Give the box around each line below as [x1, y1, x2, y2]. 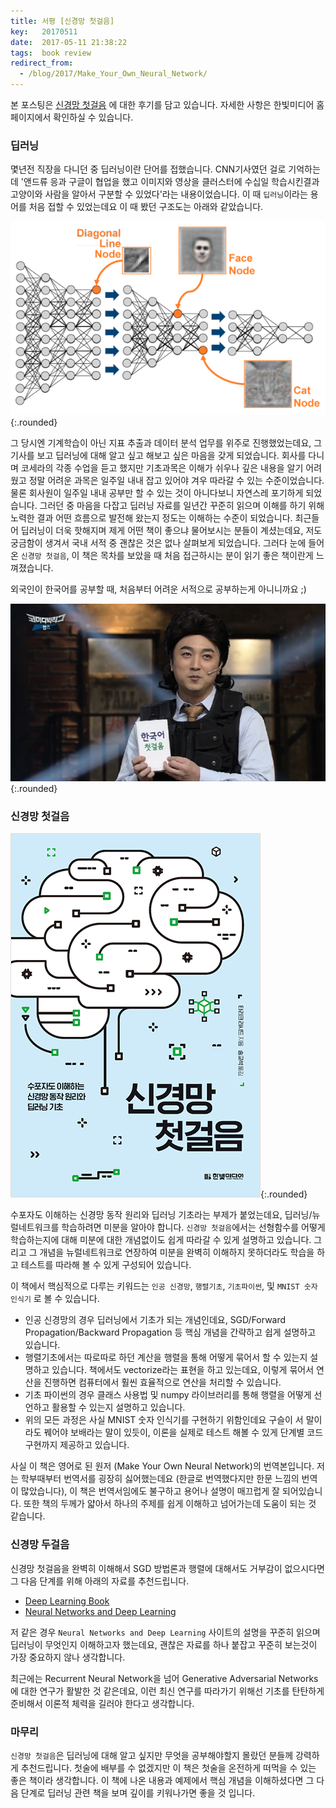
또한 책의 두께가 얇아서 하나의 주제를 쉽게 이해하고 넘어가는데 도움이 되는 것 [23, 1498, 317, 1510]
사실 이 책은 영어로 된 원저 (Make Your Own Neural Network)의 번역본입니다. [10, 1460, 315, 1472]
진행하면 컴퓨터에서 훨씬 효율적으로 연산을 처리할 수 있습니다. [43, 1376, 282, 1389]
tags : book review [10, 48, 92, 58]
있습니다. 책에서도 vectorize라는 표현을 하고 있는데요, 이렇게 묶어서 [51, 1364, 315, 1376]
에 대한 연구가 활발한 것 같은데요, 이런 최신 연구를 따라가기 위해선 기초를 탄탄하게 [10, 1685, 325, 1697]
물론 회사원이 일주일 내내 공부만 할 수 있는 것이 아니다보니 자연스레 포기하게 [10, 487, 304, 499]
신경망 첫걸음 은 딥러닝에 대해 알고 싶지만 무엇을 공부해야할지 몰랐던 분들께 [10, 1750, 294, 1762]
